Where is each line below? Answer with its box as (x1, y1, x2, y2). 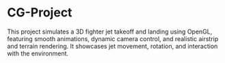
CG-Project (7, 5, 72, 21)
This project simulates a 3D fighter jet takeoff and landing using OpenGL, (7, 27, 213, 36)
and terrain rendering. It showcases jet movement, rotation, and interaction (7, 42, 218, 50)
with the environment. (7, 49, 69, 58)
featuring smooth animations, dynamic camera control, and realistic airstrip (7, 34, 219, 42)
